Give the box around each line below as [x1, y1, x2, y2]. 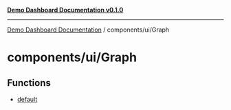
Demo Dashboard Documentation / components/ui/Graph [7, 25, 170, 34]
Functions [7, 77, 52, 89]
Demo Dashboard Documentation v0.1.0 [7, 6, 124, 14]
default [16, 96, 38, 103]
